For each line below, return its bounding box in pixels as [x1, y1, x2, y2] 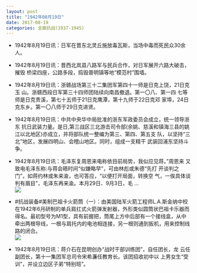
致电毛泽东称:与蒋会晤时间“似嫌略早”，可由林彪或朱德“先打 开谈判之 [14, 165, 179, 172]
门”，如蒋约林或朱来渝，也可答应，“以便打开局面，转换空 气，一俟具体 [14, 173, 186, 180]
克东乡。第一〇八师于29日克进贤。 [14, 103, 99, 110]
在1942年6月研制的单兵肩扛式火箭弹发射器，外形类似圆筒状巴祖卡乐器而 [14, 205, 190, 213]
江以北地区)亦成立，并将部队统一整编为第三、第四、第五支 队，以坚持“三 [14, 130, 191, 138]
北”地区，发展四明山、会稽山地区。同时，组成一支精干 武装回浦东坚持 [14, 138, 183, 145]
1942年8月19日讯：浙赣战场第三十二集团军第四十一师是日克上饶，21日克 [14, 82, 190, 89]
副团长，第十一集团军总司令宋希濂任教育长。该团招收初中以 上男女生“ [14, 253, 183, 260]
